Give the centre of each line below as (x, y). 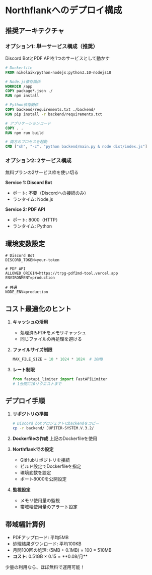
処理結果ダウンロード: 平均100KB (47, 544)
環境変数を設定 (35, 473)
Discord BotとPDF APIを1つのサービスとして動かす (57, 58)
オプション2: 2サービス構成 (38, 161)
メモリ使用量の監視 (40, 501)
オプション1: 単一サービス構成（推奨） (52, 46)
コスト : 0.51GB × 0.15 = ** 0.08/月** (50, 556)
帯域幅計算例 (25, 524)
